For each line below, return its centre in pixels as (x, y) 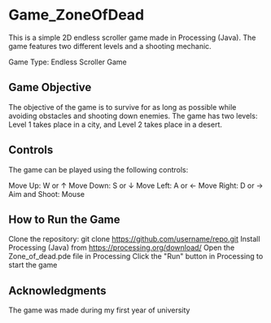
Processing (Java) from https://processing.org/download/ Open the (122, 248)
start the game (33, 265)
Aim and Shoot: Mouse (47, 194)
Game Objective (50, 87)
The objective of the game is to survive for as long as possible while (122, 107)
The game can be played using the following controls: (98, 169)
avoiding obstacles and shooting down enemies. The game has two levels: (133, 116)
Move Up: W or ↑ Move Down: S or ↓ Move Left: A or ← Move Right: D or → (136, 186)
